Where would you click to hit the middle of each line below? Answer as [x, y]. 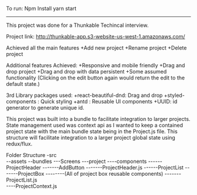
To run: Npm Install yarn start [41, 8]
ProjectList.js [22, 180]
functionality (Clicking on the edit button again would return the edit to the [96, 78]
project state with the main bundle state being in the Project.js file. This [92, 131]
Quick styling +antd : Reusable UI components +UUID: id [109, 101]
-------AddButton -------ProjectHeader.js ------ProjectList [113, 168]
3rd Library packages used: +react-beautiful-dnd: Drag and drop [84, 95]
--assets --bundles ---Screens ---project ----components [77, 161]
